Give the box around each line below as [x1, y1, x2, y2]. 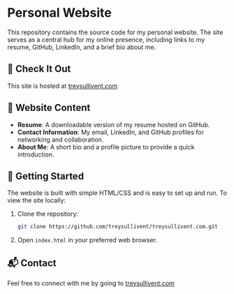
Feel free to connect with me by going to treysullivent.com [7, 279, 175, 288]
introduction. [17, 150, 54, 159]
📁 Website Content [7, 102, 91, 114]
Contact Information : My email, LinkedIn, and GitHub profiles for [17, 128, 205, 136]
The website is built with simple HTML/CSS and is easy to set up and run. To [7, 189, 227, 197]
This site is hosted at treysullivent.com [7, 82, 118, 90]
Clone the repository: [17, 210, 79, 218]
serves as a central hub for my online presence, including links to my [7, 35, 205, 43]
